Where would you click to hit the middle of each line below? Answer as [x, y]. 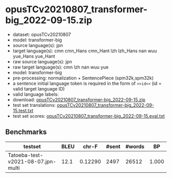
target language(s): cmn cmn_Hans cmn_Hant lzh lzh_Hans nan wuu [85, 51]
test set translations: [34, 105]
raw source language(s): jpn [42, 61]
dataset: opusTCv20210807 [42, 34]
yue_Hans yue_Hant [34, 56]
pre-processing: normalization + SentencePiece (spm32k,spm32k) [83, 78]
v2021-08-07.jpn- [32, 161]
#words [135, 146]
